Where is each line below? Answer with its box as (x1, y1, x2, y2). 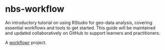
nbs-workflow (5, 3, 65, 15)
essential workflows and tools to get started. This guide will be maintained (5, 25, 156, 30)
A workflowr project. (5, 39, 47, 45)
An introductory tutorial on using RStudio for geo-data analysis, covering (5, 20, 153, 25)
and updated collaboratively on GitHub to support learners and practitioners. (5, 30, 161, 36)
